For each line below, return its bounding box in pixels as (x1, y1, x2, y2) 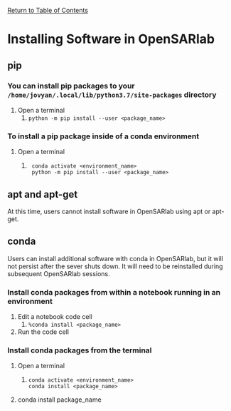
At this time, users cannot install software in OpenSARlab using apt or (7, 207, 211, 215)
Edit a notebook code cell (17, 313, 92, 321)
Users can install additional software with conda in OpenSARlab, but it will (7, 254, 224, 263)
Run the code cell (17, 328, 70, 336)
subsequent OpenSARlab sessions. (7, 269, 110, 278)
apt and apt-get (7, 188, 78, 201)
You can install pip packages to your (7, 81, 135, 91)
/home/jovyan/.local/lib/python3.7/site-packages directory (7, 89, 217, 99)
